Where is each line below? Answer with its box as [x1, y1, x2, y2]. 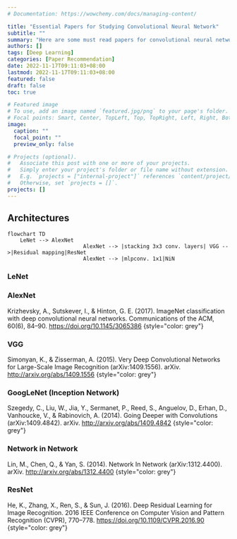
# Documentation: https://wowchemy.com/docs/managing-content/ [7, 10, 197, 18]
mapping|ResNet [42, 249, 87, 256]
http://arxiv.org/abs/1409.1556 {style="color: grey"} [7, 370, 157, 378]
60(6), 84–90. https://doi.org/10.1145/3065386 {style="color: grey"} [7, 321, 204, 330]
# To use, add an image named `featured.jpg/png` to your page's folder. [7, 108, 229, 115]
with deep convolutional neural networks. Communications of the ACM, [7, 314, 215, 323]
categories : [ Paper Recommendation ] [7, 56, 115, 63]
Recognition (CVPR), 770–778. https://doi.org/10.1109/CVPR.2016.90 [7, 516, 205, 524]
